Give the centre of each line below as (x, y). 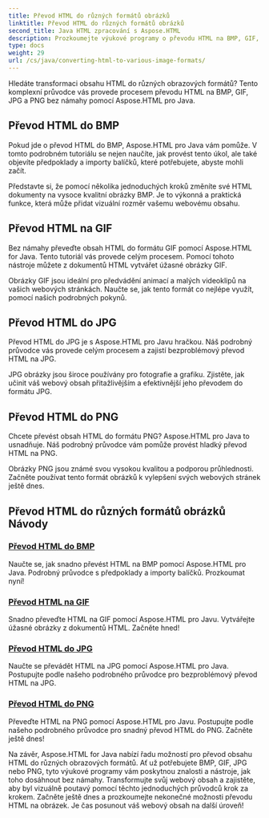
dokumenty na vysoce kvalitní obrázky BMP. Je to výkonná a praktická (125, 194)
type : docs (26, 46)
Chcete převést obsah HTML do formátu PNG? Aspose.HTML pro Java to (129, 436)
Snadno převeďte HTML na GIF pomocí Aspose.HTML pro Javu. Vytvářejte (132, 620)
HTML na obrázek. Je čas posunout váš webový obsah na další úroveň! (126, 805)
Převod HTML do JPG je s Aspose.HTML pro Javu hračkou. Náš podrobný (130, 342)
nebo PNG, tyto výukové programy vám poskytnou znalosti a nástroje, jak (129, 771)
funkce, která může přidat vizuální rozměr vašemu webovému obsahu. (124, 203)
